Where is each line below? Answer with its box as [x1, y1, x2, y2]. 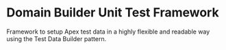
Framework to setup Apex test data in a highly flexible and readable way [6, 27, 210, 36]
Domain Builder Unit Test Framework [6, 5, 220, 21]
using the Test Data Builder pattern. [6, 34, 107, 42]
